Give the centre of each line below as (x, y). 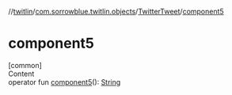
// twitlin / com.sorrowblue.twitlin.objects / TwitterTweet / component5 (116, 11)
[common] (25, 65)
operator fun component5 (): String (65, 82)
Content (21, 74)
